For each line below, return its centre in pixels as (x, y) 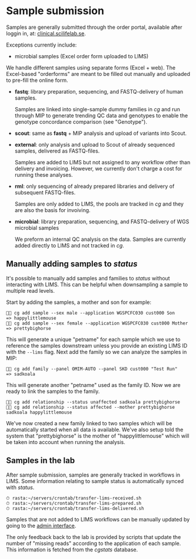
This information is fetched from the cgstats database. (72, 550)
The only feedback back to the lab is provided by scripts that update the (94, 537)
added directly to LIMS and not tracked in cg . (69, 245)
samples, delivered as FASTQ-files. (57, 151)
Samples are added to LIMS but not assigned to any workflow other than (102, 162)
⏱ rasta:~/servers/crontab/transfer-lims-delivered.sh (75, 508)
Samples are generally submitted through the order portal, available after (94, 27)
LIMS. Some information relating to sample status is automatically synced (95, 481)
